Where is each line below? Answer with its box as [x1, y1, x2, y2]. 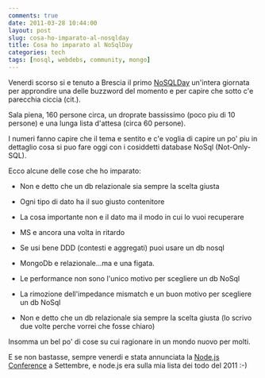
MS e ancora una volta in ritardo [19, 227, 125, 237]
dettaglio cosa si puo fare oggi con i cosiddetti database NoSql [8, 142, 214, 152]
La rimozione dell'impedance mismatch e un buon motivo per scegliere [19, 289, 252, 299]
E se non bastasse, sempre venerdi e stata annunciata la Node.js [8, 352, 220, 361]
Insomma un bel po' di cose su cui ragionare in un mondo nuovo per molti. [8, 337, 252, 346]
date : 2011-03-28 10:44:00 [8, 19, 98, 27]
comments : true [8, 11, 59, 20]
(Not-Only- [215, 142, 252, 152]
